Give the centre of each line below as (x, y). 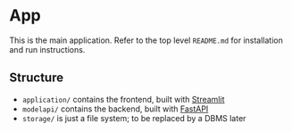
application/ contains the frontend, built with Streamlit (123, 99)
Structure (37, 78)
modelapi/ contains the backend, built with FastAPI (115, 109)
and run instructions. (47, 49)
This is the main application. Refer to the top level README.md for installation (146, 40)
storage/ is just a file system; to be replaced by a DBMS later (134, 118)
